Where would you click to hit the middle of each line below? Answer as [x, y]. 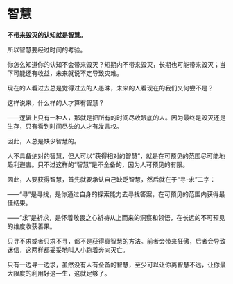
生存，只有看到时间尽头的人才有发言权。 [65, 126]
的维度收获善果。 [32, 226]
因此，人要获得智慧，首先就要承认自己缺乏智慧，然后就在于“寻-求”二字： [112, 179]
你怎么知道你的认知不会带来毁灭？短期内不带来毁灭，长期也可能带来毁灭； [113, 64]
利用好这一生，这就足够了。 [71, 273]
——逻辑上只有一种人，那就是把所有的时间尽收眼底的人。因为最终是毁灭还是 [116, 117]
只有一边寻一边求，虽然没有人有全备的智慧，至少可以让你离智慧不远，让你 [113, 265]
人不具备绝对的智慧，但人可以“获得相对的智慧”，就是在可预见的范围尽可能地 [116, 156]
